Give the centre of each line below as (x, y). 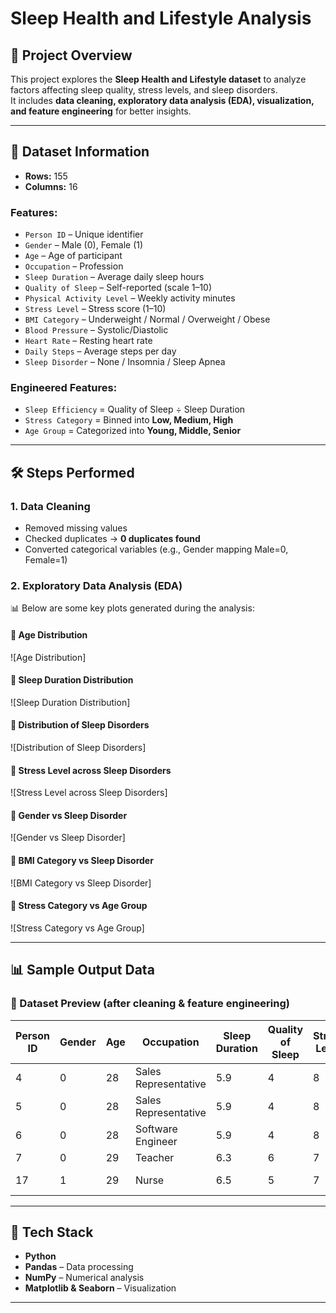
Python (40, 1256)
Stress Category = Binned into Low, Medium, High (129, 420)
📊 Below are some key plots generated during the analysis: (132, 608)
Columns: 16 (51, 186)
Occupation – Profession (74, 266)
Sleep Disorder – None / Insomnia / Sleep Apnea (125, 362)
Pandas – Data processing (79, 1267)
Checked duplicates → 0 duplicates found (112, 539)
